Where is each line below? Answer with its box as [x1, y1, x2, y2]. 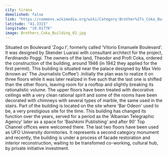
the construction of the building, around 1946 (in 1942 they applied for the [5, 60, 157, 66]
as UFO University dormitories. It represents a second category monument [5, 129, 159, 135]
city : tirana [5, 7, 32, 12]
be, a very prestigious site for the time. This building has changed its [5, 108, 146, 114]
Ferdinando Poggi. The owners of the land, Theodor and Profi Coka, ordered [5, 55, 162, 60]
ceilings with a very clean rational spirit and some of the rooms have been [5, 92, 157, 98]
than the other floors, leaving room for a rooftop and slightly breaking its [5, 81, 154, 87]
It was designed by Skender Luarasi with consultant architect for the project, [5, 49, 162, 55]
